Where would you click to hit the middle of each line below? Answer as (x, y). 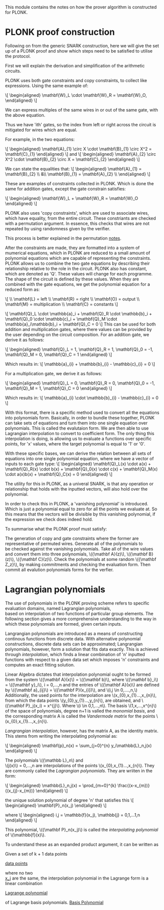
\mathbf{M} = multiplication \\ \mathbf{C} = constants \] (62, 304)
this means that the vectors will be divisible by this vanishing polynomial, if (80, 514)
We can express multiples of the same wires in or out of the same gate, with (82, 110)
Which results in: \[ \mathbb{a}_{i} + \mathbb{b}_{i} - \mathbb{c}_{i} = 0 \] (80, 364)
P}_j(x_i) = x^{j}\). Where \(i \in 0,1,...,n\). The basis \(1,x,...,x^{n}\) (91, 705)
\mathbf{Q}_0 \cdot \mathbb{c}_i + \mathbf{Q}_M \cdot (61, 319)
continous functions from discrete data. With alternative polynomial (73, 638)
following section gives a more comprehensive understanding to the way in (81, 619)
